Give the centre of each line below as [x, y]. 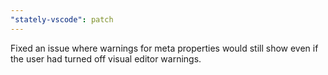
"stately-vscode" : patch [62, 19]
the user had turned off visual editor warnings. [106, 58]
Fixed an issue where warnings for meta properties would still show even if [164, 48]
